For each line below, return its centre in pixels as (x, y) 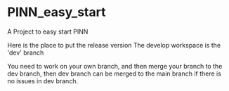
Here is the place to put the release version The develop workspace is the (114, 45)
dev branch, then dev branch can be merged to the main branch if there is (114, 73)
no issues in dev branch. (43, 80)
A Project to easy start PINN (48, 31)
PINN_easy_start (57, 12)
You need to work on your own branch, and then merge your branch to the (115, 66)
